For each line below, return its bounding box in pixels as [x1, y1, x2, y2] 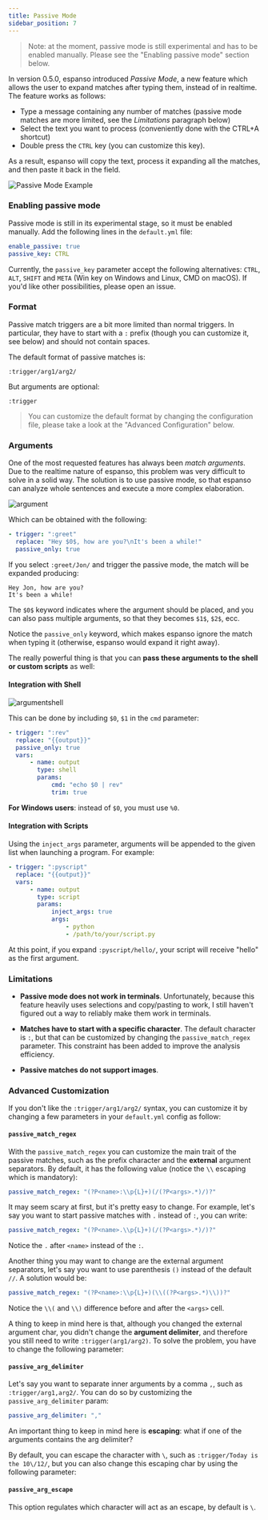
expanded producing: [8, 568, 79, 578]
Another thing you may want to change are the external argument [8, 1256, 224, 1266]
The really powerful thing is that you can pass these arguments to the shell [8, 653, 258, 663]
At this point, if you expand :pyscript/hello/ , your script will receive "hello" [8, 944, 258, 955]
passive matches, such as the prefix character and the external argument [8, 1155, 251, 1165]
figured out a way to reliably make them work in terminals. [19, 1008, 212, 1019]
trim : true [50, 788, 88, 796]
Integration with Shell [8, 679, 82, 690]
